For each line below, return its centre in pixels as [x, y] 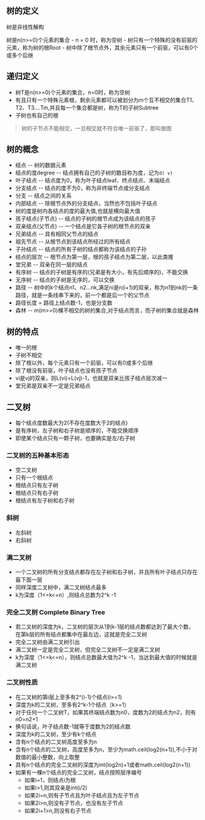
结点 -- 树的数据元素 [41, 165]
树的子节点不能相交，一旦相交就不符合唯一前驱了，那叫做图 [96, 128]
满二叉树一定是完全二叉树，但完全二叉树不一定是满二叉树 [88, 650]
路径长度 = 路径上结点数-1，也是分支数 [64, 303]
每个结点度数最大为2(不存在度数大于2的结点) [72, 423]
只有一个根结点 [34, 478]
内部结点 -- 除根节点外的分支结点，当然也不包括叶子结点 [86, 203]
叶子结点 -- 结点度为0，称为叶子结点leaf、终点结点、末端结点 [93, 181]
